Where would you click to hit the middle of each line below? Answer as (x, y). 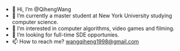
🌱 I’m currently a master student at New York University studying (92, 16)
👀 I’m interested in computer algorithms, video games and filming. (93, 28)
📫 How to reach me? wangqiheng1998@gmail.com (75, 41)
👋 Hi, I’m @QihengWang (41, 9)
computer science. (35, 22)
